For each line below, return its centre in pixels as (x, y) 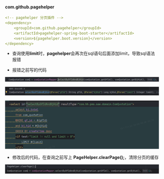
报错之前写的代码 (29, 70)
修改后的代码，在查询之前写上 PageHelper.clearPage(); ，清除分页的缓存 (85, 157)
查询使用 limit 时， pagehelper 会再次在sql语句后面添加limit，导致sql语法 (83, 53)
